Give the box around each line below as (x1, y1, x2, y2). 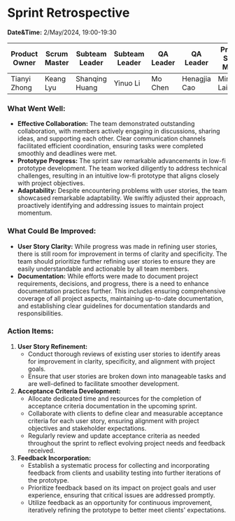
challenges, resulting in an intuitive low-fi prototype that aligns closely (17, 171, 220, 180)
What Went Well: (7, 104, 66, 113)
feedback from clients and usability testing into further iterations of (27, 469, 221, 477)
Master (44, 57, 69, 67)
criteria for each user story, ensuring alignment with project (27, 416, 199, 424)
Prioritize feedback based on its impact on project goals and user (27, 483, 217, 492)
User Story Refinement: (17, 342, 88, 350)
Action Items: (7, 327, 54, 336)
